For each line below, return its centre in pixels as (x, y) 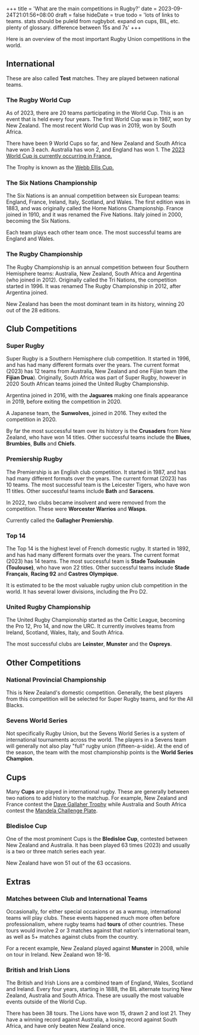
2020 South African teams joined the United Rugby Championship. (88, 384)
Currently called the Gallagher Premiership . (60, 520)
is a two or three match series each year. (56, 852)
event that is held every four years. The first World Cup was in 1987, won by (99, 119)
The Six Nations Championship (52, 183)
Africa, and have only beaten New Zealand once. (66, 1026)
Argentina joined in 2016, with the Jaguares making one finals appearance (97, 395)
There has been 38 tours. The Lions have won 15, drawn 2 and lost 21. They (99, 1013)
